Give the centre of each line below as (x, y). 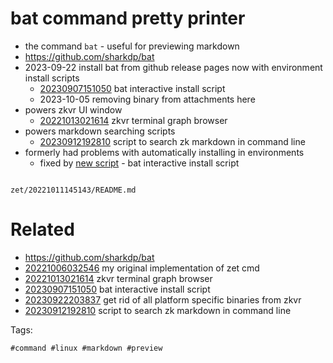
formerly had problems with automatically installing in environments (164, 152)
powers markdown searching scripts (100, 131)
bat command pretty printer (128, 18)
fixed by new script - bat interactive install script (139, 163)
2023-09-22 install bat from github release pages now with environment (173, 67)
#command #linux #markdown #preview (86, 348)
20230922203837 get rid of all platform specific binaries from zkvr (163, 299)
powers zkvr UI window (73, 109)
